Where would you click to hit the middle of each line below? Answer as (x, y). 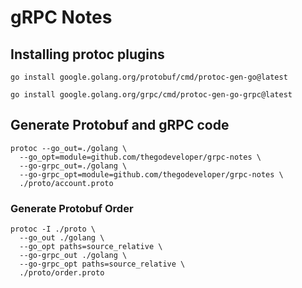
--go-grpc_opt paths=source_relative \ (102, 264)
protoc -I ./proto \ (53, 229)
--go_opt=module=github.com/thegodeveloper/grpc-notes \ (140, 157)
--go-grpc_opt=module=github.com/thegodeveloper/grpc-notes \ (151, 174)
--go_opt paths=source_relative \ (91, 247)
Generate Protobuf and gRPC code (120, 125)
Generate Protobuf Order (72, 208)
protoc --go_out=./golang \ (69, 148)
